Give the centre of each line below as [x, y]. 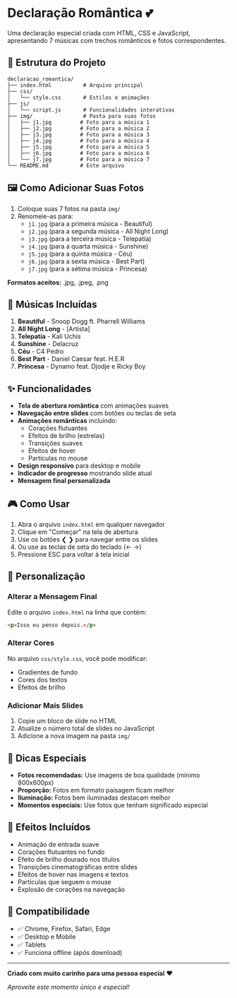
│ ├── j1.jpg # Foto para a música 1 [79, 122]
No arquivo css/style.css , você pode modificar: [78, 658]
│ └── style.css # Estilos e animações [79, 97]
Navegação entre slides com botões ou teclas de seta [97, 413]
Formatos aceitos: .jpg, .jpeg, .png [58, 282]
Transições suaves [55, 444]
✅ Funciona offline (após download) [70, 952]
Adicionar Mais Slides [45, 706]
